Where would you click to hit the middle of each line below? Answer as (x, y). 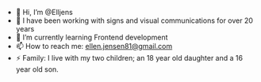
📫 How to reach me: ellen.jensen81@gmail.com (94, 46)
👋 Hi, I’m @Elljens (44, 12)
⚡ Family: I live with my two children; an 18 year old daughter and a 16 (129, 58)
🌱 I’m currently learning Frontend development (92, 37)
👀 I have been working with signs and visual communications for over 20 (134, 20)
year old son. (37, 69)
